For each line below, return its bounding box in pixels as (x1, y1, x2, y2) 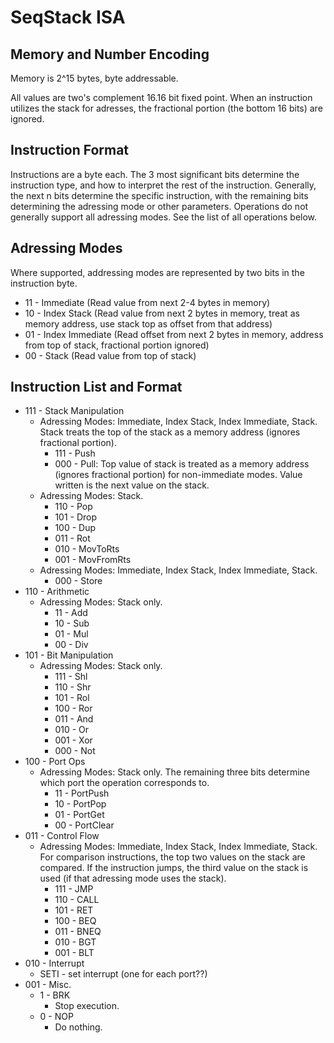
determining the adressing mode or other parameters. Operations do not (10, 200, 309, 212)
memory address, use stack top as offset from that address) (24, 317, 273, 330)
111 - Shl (54, 671, 88, 683)
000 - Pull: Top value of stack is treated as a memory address (54, 458, 310, 470)
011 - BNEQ (54, 926, 102, 938)
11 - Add (54, 607, 88, 619)
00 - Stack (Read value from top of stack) (24, 349, 197, 361)
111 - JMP (54, 883, 94, 895)
